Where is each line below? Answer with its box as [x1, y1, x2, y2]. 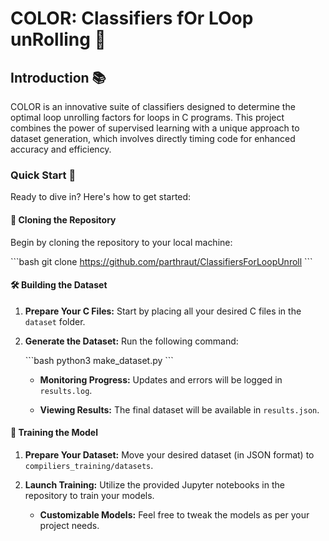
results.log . [39, 384, 93, 396]
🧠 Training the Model [10, 427, 98, 439]
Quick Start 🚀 [10, 168, 77, 182]
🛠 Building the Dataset [10, 279, 108, 291]
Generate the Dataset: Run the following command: [24, 335, 239, 347]
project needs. [39, 519, 100, 531]
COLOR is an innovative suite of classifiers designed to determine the [10, 101, 296, 112]
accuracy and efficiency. [10, 143, 112, 155]
